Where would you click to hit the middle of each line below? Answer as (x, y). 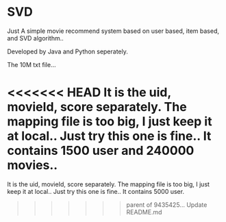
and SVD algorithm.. (35, 38)
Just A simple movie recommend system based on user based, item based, (113, 31)
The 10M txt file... (32, 64)
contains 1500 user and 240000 (101, 151)
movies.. (33, 165)
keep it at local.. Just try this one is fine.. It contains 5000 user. (96, 191)
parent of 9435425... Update (167, 205)
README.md (144, 212)
